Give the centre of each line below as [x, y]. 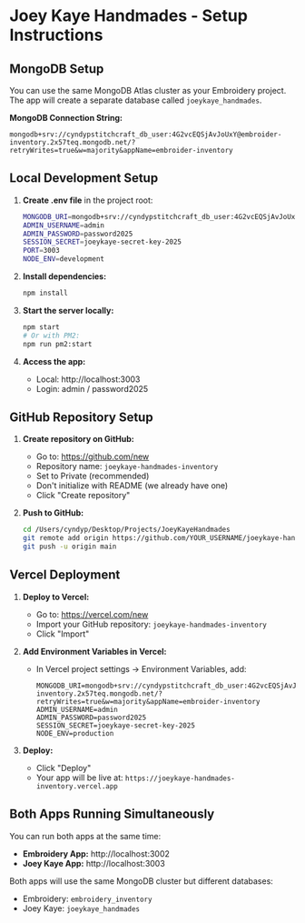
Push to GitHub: [53, 513]
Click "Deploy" [64, 767]
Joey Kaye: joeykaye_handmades [81, 908]
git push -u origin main [69, 547]
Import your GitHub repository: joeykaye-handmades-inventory [152, 624]
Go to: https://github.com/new [93, 456]
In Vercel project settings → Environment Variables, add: [141, 668]
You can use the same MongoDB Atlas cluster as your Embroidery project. [148, 90]
